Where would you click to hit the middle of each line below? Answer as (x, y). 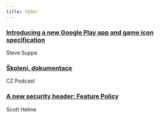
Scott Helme (21, 109)
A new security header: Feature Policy (62, 97)
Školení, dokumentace (39, 68)
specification (26, 40)
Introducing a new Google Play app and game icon (80, 32)
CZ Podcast (21, 81)
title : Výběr (22, 12)
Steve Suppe (22, 52)
